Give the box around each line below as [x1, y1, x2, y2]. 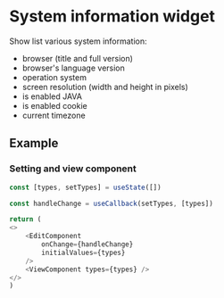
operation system [21, 71, 87, 82]
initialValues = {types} [41, 248, 126, 257]
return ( [9, 215, 42, 224]
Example [9, 136, 59, 151]
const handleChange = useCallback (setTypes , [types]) [9, 199, 214, 208]
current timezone [21, 110, 87, 120]
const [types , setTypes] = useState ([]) [9, 183, 162, 192]
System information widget [9, 6, 216, 27]
